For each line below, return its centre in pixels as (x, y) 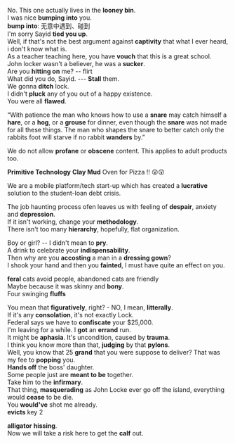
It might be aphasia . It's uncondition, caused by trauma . (89, 337)
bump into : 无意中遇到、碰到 (49, 26)
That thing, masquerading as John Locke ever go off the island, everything (116, 389)
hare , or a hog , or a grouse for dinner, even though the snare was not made (117, 122)
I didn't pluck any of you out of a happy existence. (80, 94)
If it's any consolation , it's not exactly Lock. (71, 315)
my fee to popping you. (41, 360)
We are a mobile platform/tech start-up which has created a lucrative (108, 185)
